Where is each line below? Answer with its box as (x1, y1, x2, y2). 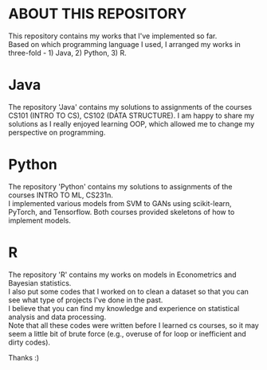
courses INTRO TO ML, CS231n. (8, 190, 114, 200)
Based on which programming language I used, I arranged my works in (8, 39, 241, 49)
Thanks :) (8, 352, 40, 362)
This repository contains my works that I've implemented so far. (8, 31, 218, 41)
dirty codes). (8, 337, 50, 347)
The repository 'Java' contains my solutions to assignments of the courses (8, 102, 253, 111)
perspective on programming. (8, 127, 106, 137)
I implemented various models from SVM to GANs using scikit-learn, (8, 198, 233, 208)
